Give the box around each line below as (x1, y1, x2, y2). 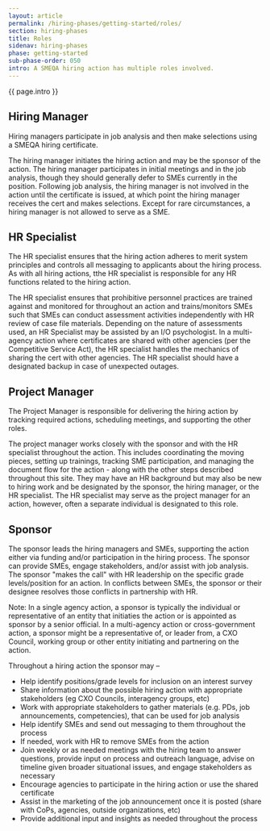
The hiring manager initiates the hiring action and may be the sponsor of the (8, 155, 261, 165)
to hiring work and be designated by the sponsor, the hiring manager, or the (8, 482, 260, 492)
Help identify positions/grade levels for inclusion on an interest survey (19, 677, 253, 686)
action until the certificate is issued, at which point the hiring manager (8, 190, 240, 199)
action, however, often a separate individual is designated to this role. (8, 499, 239, 509)
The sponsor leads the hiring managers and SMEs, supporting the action (8, 544, 250, 553)
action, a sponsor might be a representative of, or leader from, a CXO (8, 628, 238, 637)
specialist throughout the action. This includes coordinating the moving (8, 448, 244, 457)
